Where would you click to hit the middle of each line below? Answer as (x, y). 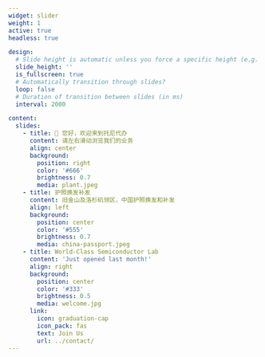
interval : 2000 (41, 104)
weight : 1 (25, 23)
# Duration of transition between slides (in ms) (99, 96)
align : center (53, 148)
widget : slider (34, 16)
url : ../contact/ (65, 341)
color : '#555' (60, 229)
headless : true (34, 38)
